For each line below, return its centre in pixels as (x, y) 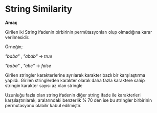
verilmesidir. (17, 37)
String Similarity (39, 9)
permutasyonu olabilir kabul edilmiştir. (43, 105)
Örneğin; (14, 46)
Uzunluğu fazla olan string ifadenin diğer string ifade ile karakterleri (73, 95)
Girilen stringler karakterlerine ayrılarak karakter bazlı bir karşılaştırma (75, 75)
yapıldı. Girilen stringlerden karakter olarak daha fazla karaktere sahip (75, 80)
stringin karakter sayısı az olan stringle (44, 85)
